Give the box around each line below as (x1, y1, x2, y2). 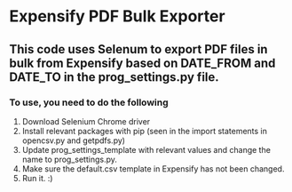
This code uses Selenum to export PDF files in (9, 42, 268, 57)
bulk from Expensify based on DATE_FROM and (9, 55, 276, 70)
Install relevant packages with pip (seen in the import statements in (21, 125, 268, 136)
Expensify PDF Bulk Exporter (9, 6, 225, 27)
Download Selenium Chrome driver (21, 116, 151, 126)
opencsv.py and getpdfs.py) (21, 135, 126, 146)
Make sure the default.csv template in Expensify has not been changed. (21, 163, 285, 174)
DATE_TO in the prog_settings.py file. (9, 69, 219, 84)
